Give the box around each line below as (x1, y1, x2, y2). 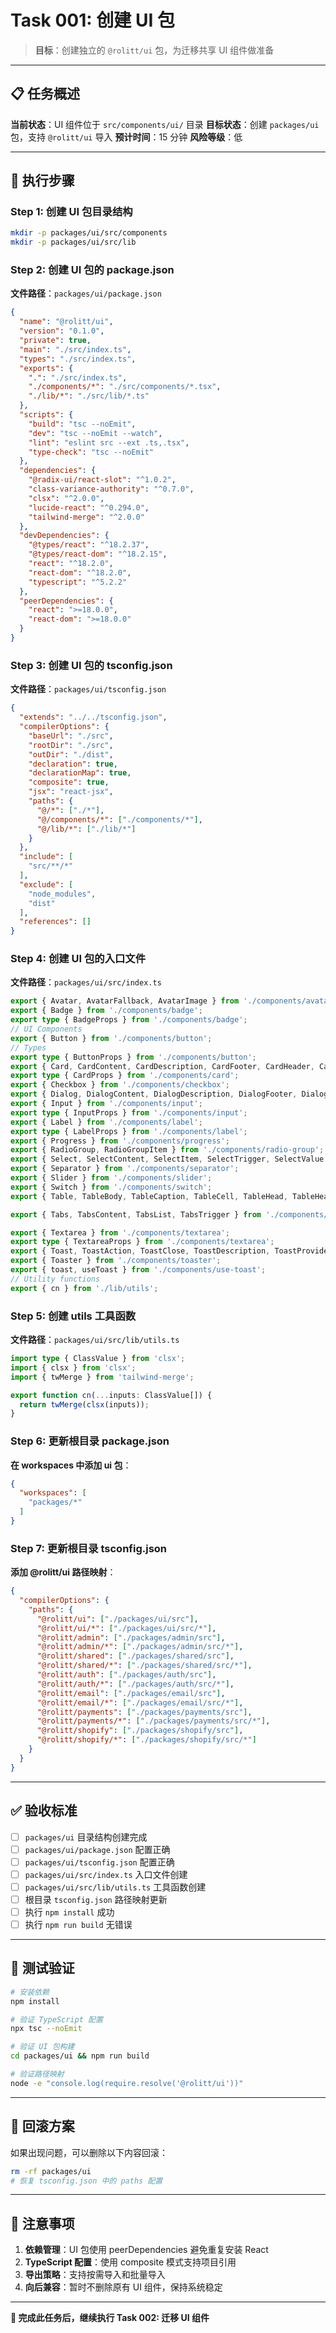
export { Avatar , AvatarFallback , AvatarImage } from (10, 996, 240, 1006)
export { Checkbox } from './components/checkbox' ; (10, 1080, 230, 1090)
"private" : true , (19, 336, 92, 346)
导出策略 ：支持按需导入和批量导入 (24, 2269, 166, 2281)
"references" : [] (19, 917, 92, 927)
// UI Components (10, 1024, 83, 1035)
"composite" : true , (28, 777, 110, 788)
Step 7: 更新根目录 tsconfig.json (10, 1541, 168, 1555)
